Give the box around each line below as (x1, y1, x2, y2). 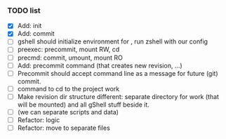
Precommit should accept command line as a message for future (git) (17, 69, 218, 77)
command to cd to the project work (17, 84, 120, 93)
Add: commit (17, 29, 55, 38)
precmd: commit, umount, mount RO (17, 53, 123, 62)
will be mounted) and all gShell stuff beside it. (17, 100, 149, 109)
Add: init (17, 22, 42, 30)
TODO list (7, 6, 41, 15)
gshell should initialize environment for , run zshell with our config (17, 37, 208, 46)
